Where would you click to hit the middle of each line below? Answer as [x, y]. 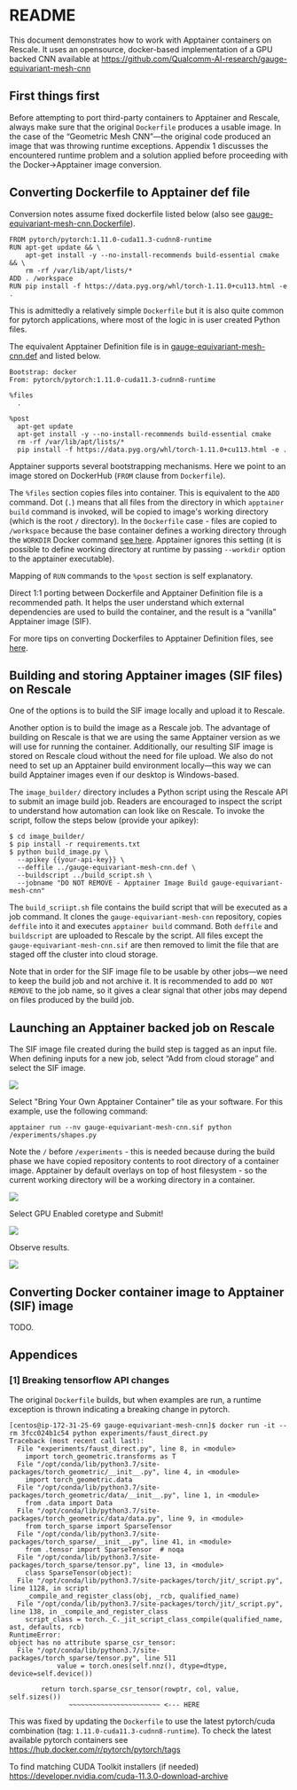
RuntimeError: [35, 1635]
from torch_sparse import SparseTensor [99, 1526]
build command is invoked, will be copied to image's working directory [139, 512]
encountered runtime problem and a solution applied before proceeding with [148, 155]
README [43, 16]
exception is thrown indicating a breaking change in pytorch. [120, 1409]
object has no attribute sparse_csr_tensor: [93, 1642]
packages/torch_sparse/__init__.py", [79, 1542]
